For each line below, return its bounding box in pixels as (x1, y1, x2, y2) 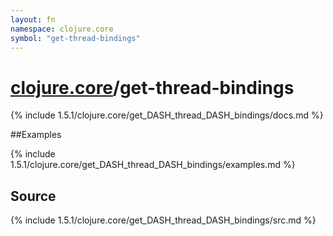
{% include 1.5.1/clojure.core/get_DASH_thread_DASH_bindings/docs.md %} (10, 109, 324, 121)
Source (10, 187, 57, 205)
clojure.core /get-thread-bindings (10, 76, 295, 99)
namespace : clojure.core (10, 24, 114, 34)
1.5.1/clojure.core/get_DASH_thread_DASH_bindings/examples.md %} (10, 159, 296, 171)
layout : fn (10, 14, 56, 25)
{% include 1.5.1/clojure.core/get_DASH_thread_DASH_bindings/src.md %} (10, 214, 317, 226)
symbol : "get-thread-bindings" (10, 33, 141, 43)
